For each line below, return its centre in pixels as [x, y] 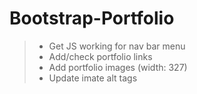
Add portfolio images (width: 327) [118, 67]
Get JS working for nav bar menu [117, 46]
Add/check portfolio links [100, 56]
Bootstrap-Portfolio [92, 18]
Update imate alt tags [93, 78]
